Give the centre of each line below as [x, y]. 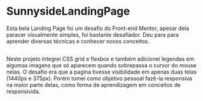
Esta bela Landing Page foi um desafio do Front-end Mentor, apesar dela [98, 28]
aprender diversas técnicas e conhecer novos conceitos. [78, 41]
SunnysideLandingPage [68, 11]
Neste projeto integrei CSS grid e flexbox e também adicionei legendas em [100, 59]
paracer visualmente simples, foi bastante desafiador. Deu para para [93, 34]
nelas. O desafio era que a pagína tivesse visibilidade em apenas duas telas [102, 72]
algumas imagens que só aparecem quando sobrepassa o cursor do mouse [102, 65]
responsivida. [24, 92]
